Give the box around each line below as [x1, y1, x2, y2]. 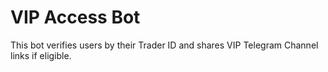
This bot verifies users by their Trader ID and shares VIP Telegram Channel [10, 39, 319, 51]
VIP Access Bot [10, 6, 141, 29]
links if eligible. [10, 49, 72, 61]
